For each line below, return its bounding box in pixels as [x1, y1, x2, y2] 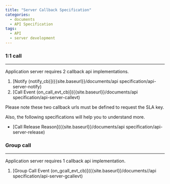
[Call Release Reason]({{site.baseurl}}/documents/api [12, 124, 125, 130]
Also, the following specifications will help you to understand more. [5, 114, 145, 120]
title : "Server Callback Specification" [5, 7, 92, 13]
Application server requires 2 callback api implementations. [5, 69, 129, 75]
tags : [5, 26, 17, 31]
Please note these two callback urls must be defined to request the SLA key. [5, 104, 164, 110]
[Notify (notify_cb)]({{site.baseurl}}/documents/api [12, 78, 118, 84]
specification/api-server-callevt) [12, 95, 80, 101]
